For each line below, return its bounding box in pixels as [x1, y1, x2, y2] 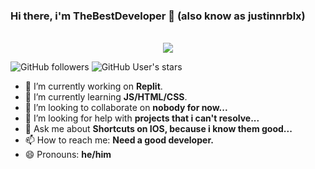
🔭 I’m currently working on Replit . [24, 80, 163, 93]
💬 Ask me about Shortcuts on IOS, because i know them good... [24, 123, 293, 135]
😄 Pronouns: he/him [24, 149, 112, 161]
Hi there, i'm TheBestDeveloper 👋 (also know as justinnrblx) [10, 9, 306, 23]
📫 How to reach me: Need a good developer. [24, 134, 214, 146]
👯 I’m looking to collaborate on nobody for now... [24, 102, 228, 114]
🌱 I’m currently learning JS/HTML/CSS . [24, 91, 188, 103]
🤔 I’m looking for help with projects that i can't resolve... [24, 112, 260, 124]
